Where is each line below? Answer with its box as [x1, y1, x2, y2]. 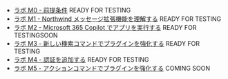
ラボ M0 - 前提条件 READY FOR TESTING [13, 6, 131, 14]
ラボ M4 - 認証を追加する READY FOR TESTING [13, 55, 149, 64]
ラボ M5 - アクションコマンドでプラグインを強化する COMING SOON [13, 64, 211, 72]
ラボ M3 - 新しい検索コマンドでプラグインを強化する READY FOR [13, 39, 200, 47]
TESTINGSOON [13, 31, 58, 39]
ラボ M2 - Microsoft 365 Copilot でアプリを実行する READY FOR [13, 24, 197, 31]
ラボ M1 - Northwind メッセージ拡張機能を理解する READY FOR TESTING [13, 15, 222, 23]
